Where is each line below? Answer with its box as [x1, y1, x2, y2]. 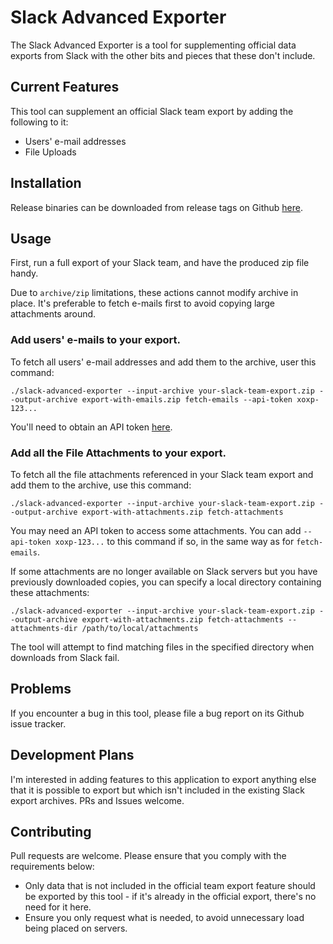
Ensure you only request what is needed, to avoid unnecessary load [24, 912, 305, 924]
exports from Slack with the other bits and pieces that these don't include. [10, 49, 316, 61]
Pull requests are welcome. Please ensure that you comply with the [10, 850, 287, 862]
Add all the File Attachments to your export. [10, 446, 227, 460]
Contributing [10, 823, 92, 840]
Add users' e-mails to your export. [10, 333, 182, 347]
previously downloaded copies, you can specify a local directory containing [10, 576, 322, 588]
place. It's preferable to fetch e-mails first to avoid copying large [10, 297, 275, 310]
